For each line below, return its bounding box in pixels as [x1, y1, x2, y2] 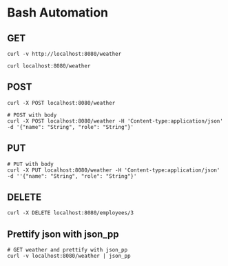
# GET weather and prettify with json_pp [7, 247, 128, 254]
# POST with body [7, 112, 57, 119]
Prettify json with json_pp [7, 228, 119, 240]
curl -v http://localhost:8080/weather [7, 50, 122, 57]
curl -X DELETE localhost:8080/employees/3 [7, 209, 134, 216]
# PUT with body [7, 161, 54, 167]
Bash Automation [7, 5, 109, 21]
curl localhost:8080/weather [7, 63, 91, 70]
